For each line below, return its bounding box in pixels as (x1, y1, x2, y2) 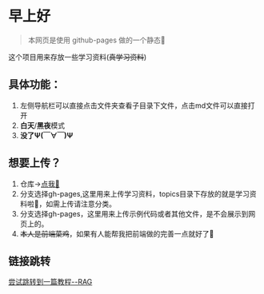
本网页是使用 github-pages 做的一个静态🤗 (27, 35, 166, 45)
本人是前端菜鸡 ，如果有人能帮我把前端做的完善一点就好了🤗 (19, 228, 214, 238)
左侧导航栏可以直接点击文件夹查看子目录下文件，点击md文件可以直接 (19, 101, 248, 110)
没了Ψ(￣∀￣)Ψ (19, 130, 74, 140)
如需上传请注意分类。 (45, 199, 116, 209)
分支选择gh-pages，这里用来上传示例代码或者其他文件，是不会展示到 (19, 209, 249, 218)
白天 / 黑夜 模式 (19, 121, 66, 130)
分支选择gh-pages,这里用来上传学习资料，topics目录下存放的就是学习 (19, 189, 250, 198)
